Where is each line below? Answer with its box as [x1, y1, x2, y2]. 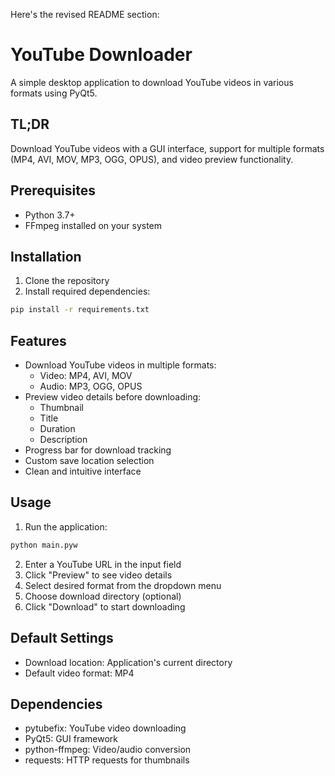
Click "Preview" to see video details [24, 569, 173, 581]
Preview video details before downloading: [24, 391, 202, 403]
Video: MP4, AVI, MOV [39, 370, 133, 382]
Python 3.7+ [24, 209, 76, 221]
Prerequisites [10, 182, 96, 199]
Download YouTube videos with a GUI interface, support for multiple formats [10, 142, 325, 154]
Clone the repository [24, 275, 110, 287]
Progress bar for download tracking [24, 444, 172, 456]
